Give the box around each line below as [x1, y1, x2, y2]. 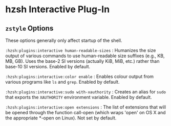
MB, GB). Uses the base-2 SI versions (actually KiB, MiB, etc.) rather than [5, 58, 160, 64]
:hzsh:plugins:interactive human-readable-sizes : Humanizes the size [5, 47, 156, 53]
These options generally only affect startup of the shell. [5, 37, 122, 43]
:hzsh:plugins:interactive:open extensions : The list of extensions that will [5, 104, 166, 110]
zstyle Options [5, 24, 54, 33]
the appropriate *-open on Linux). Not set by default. [5, 115, 117, 121]
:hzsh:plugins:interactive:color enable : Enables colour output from [5, 73, 154, 80]
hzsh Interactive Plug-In [5, 4, 110, 15]
